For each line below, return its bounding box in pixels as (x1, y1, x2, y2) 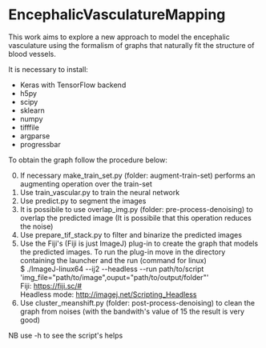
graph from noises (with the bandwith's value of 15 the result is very (19, 306, 245, 316)
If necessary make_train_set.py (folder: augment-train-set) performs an (19, 170, 256, 180)
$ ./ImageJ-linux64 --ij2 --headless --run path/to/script (19, 264, 204, 274)
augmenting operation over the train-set (19, 178, 152, 189)
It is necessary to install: (8, 64, 88, 74)
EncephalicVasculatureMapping (8, 6, 226, 24)
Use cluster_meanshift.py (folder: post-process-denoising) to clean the (19, 298, 255, 307)
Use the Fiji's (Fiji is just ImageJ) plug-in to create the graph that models (19, 238, 259, 248)
